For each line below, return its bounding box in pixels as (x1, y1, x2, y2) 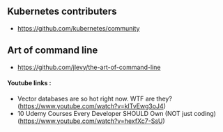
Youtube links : (7, 79, 52, 87)
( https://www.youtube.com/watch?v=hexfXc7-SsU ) (17, 117, 165, 125)
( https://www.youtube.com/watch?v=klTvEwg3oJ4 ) (17, 101, 166, 110)
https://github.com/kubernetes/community (17, 24, 140, 32)
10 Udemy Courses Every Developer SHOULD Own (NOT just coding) (17, 109, 216, 117)
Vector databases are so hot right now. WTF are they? (17, 94, 173, 103)
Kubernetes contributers (7, 6, 117, 17)
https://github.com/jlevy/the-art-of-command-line (17, 63, 161, 71)
